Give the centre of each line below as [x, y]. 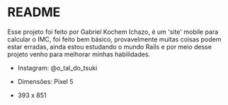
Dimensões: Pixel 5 [45, 81]
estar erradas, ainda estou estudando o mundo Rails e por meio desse [110, 47]
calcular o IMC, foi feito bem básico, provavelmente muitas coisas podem [114, 39]
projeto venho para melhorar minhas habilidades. [79, 54]
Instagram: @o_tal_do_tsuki [57, 68]
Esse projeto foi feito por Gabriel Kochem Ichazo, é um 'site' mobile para [113, 32]
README [34, 12]
